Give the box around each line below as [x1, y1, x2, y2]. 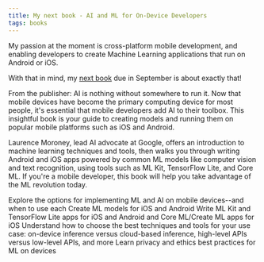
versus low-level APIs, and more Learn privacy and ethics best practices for [8, 237, 256, 247]
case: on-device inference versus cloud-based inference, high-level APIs [8, 229, 247, 238]
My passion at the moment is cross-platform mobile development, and [8, 40, 238, 50]
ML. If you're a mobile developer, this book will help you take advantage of [8, 171, 251, 181]
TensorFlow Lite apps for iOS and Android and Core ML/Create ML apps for [8, 212, 255, 222]
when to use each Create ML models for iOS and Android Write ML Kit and [8, 203, 251, 213]
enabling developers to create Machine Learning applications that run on [8, 49, 246, 59]
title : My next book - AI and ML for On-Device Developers [8, 11, 208, 20]
